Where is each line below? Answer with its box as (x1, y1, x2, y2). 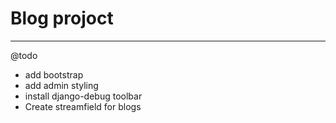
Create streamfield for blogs (24, 100, 142, 112)
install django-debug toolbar (24, 90, 143, 102)
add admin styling (24, 79, 99, 91)
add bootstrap (24, 68, 84, 81)
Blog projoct (10, 7, 114, 30)
